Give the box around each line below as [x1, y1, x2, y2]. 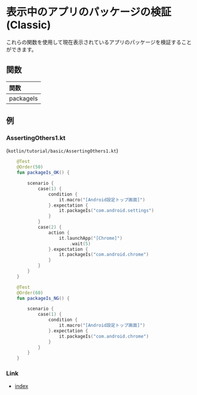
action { [48, 230, 70, 236]
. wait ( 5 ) [69, 240, 91, 247]
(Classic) [6, 18, 51, 32]
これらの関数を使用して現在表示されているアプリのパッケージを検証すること [6, 38, 192, 45]
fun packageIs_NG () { [17, 295, 70, 301]
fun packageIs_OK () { [17, 169, 70, 176]
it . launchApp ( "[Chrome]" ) [58, 235, 123, 241]
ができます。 [6, 45, 37, 53]
